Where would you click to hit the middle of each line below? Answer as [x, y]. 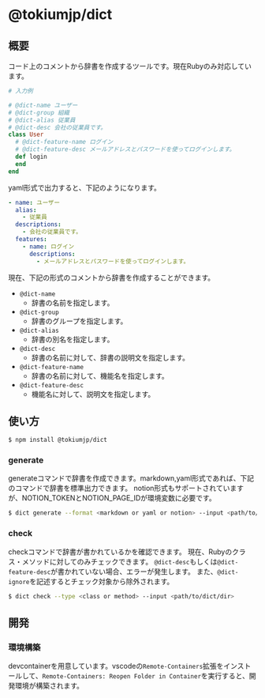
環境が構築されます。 [49, 686]
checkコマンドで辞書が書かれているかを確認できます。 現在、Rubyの [120, 552]
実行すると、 [229, 676]
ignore [19, 582]
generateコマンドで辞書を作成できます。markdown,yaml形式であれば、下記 [131, 478]
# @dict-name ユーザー [43, 105]
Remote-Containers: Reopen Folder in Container [122, 677]
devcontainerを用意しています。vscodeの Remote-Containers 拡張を [116, 666]
